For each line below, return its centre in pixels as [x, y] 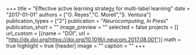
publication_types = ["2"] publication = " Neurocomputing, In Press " [87, 21]
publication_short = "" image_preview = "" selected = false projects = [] [92, 27]
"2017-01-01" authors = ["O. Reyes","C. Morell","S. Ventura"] [78, 15]
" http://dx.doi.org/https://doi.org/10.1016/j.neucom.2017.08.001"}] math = [94, 39]
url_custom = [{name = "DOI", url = [48, 33]
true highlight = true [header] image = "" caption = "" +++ [76, 46]
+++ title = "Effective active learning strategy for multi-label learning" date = [98, 8]
